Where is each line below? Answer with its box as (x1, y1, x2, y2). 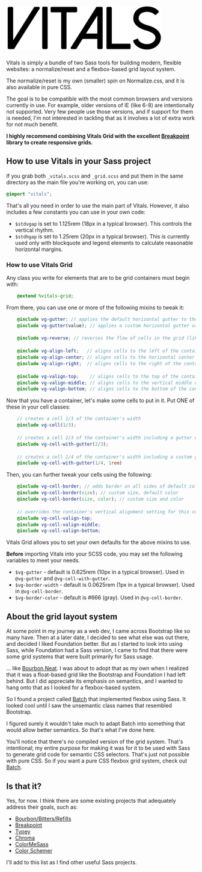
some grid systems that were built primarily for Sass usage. (6, 653, 153, 660)
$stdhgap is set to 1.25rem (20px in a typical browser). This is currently (14, 232, 190, 240)
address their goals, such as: (6, 803, 78, 811)
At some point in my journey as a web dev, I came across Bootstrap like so (6, 628, 191, 635)
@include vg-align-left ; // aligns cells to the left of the (17, 348, 179, 354)
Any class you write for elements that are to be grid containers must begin (6, 274, 190, 281)
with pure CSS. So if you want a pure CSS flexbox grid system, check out (6, 757, 188, 764)
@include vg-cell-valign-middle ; (17, 521, 101, 528)
